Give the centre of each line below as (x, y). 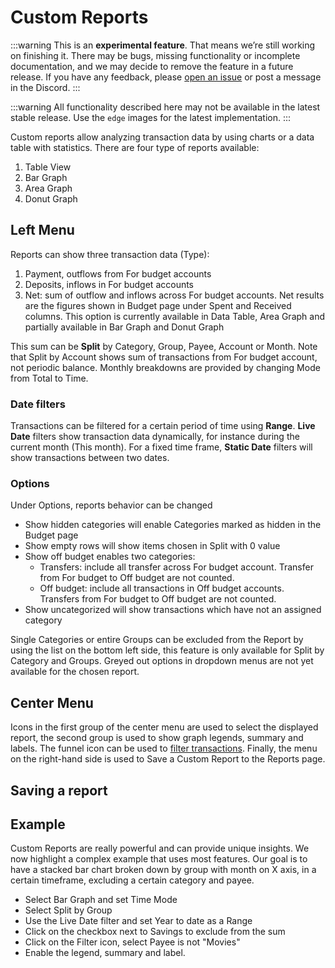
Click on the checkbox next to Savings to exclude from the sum (155, 932)
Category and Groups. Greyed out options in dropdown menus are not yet (162, 661)
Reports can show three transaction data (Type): (110, 254)
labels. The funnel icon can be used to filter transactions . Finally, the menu (164, 748)
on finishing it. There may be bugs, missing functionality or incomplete (155, 55)
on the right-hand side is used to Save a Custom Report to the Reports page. (168, 759)
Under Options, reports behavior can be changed (111, 505)
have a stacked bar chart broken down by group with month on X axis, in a (163, 870)
